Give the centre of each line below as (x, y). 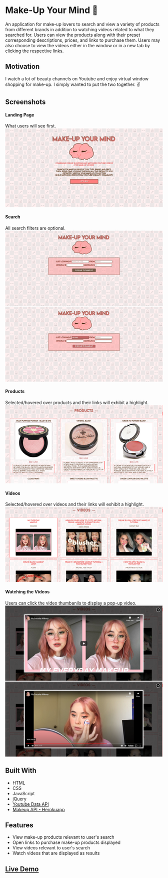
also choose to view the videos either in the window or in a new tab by (77, 45)
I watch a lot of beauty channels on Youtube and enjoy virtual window (77, 79)
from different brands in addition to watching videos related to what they (80, 29)
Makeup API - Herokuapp (38, 809)
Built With (21, 771)
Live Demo (22, 869)
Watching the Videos (27, 591)
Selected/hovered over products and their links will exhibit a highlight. (77, 402)
